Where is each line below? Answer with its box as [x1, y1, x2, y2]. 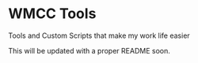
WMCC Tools [8, 5, 97, 23]
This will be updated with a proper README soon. [8, 46, 170, 55]
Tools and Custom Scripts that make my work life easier [8, 31, 190, 40]
